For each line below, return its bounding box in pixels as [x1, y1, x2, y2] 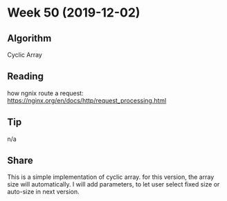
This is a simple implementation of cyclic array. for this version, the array [7, 173, 215, 181]
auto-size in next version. [7, 188, 80, 196]
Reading [7, 70, 44, 82]
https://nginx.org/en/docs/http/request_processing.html [7, 96, 167, 104]
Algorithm [7, 32, 52, 44]
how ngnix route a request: [7, 88, 84, 97]
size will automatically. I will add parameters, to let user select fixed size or [7, 180, 220, 189]
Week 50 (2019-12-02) [7, 5, 140, 21]
